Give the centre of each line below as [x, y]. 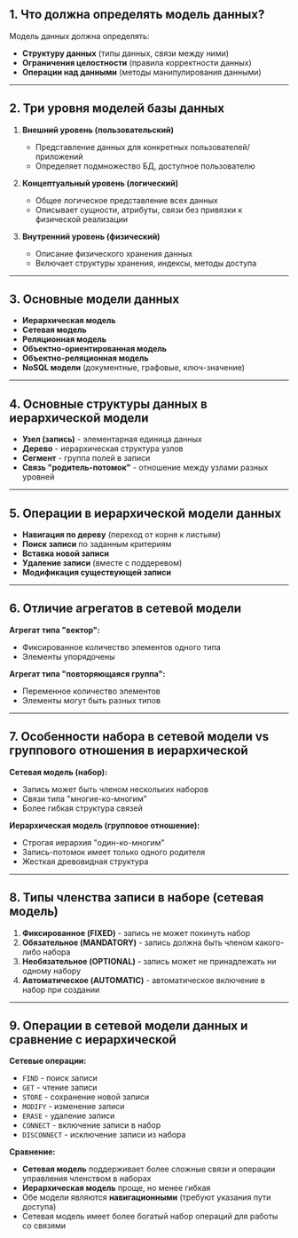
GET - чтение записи [59, 1088]
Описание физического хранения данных [114, 253]
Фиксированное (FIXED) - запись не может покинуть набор [136, 932]
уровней [38, 477]
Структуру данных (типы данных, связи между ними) [125, 53]
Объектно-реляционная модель [85, 358]
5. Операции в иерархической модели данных [145, 513]
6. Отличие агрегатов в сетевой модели [125, 609]
